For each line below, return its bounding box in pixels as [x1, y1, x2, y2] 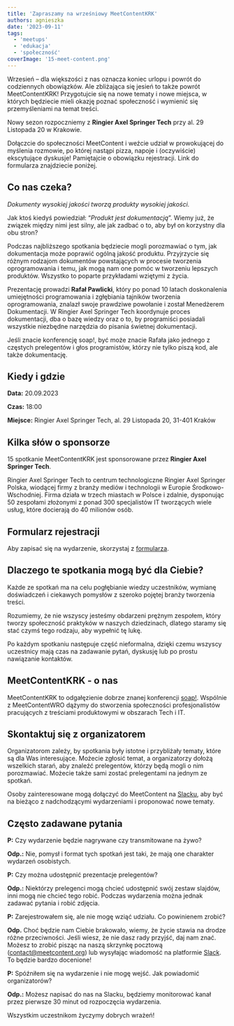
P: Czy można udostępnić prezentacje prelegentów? [7, 870, 159, 879]
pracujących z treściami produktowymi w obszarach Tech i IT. [7, 708, 186, 716]
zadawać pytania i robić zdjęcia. [7, 899, 100, 907]
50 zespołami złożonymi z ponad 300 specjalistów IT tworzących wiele [7, 498, 212, 507]
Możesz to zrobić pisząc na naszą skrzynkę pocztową [7, 941, 163, 949]
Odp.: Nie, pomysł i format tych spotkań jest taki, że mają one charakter [7, 849, 214, 858]
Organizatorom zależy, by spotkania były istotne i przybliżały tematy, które [7, 747, 221, 755]
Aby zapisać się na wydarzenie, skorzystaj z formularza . [7, 544, 169, 552]
